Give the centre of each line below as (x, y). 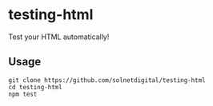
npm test (23, 94)
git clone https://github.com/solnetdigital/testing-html (107, 80)
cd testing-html (35, 87)
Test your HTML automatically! (59, 37)
